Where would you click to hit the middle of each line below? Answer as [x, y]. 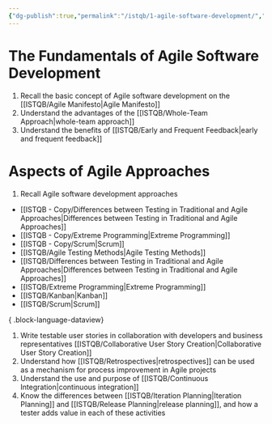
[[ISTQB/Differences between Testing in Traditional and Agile [122, 261]
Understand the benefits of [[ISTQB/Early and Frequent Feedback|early [139, 129]
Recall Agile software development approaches [99, 193]
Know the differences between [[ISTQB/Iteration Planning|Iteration [131, 395]
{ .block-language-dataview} [56, 320]
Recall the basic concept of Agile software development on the [125, 95]
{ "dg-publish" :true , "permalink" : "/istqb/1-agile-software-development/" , [136, 16]
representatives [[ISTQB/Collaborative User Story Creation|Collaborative [140, 344]
